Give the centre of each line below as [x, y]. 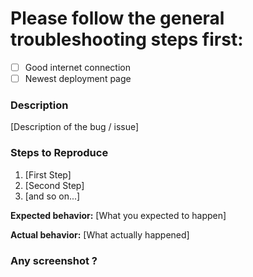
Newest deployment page [78, 78]
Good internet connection [77, 67]
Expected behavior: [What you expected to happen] [118, 215]
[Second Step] [54, 185]
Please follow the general [117, 18]
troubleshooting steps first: [127, 39]
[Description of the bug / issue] [75, 127]
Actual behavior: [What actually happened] [100, 234]
